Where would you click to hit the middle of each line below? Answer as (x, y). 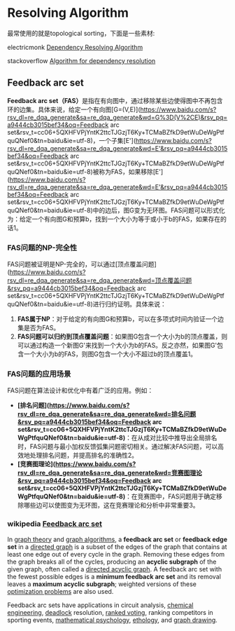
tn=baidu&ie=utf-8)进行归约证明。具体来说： (102, 304)
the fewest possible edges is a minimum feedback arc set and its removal (114, 576)
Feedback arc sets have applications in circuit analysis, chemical (100, 605)
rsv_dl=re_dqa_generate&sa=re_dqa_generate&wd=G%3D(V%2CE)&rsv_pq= (117, 117)
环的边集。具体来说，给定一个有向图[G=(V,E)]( (74, 109)
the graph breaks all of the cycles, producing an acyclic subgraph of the (112, 562)
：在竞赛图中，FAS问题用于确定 (171, 496)
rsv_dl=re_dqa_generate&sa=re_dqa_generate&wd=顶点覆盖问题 (100, 280)
